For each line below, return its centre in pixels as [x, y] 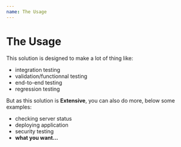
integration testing [38, 70]
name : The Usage [26, 12]
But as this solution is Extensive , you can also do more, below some [91, 100]
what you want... [36, 137]
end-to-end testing [38, 82]
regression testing [37, 89]
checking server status [43, 118]
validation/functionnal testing [51, 76]
